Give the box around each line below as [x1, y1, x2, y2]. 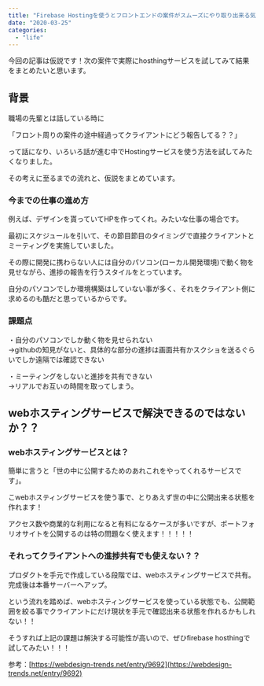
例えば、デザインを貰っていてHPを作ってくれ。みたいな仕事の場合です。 [8, 214, 244, 224]
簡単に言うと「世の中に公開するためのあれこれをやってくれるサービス [8, 466, 235, 476]
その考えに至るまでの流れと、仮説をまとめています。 [8, 174, 180, 183]
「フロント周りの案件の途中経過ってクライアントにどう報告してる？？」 [8, 131, 242, 140]
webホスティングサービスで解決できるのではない [8, 407, 246, 420]
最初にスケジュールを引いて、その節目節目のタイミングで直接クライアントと [8, 231, 255, 241]
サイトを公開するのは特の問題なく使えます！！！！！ [21, 529, 194, 539]
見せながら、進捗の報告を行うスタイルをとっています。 [8, 267, 186, 277]
